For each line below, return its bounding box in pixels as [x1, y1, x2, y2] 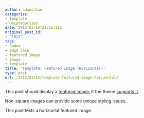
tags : [5, 39, 16, 44]
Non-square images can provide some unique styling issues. [5, 98, 127, 104]
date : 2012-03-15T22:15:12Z [5, 25, 62, 30]
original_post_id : [5, 30, 42, 35]
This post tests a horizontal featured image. [5, 107, 92, 113]
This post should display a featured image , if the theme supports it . [5, 88, 140, 94]
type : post [5, 71, 27, 76]
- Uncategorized [5, 20, 38, 26]
